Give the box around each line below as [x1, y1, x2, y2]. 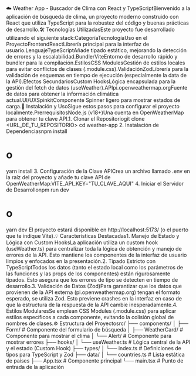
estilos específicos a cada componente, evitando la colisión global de [6, 313, 174, 320]
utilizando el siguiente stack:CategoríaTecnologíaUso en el [6, 35, 148, 41]
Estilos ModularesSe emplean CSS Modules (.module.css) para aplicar [6, 307, 177, 315]
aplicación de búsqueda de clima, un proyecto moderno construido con [6, 13, 179, 20]
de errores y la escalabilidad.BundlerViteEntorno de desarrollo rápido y [6, 53, 178, 60]
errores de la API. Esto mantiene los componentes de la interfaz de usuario [6, 251, 187, 258]
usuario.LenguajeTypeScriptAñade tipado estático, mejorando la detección [6, 47, 187, 54]
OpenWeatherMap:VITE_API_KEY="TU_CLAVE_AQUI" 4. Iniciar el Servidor [6, 180, 184, 187]
